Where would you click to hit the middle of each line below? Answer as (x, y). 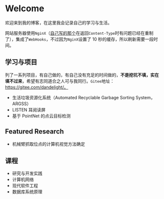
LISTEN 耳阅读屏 (29, 110)
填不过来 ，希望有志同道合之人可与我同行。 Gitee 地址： (60, 81)
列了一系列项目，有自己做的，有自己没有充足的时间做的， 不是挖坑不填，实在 (82, 75)
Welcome (25, 9)
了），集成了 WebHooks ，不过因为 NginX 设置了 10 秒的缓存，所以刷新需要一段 (79, 39)
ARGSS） (21, 104)
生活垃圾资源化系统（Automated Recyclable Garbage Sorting (73, 97)
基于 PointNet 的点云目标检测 (41, 116)
